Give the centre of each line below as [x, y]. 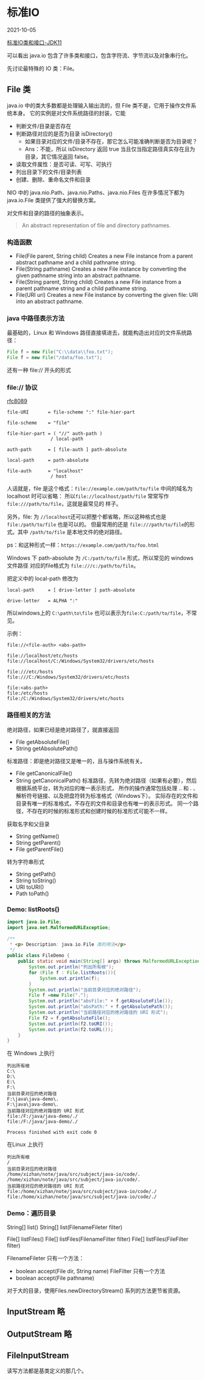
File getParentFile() [40, 849]
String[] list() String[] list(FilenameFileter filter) [65, 1227]
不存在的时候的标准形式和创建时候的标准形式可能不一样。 [99, 811]
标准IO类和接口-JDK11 [34, 42]
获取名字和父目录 [28, 824]
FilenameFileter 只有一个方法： [46, 1258]
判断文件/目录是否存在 [43, 126]
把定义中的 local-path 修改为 [43, 579]
